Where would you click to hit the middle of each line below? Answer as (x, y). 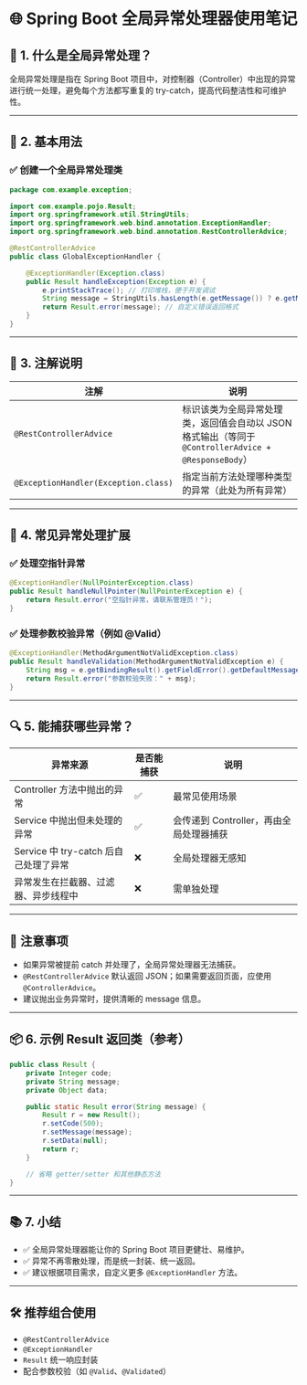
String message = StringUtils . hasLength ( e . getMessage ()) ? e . (163, 299)
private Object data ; (67, 1090)
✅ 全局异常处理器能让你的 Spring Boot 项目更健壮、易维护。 (136, 1250)
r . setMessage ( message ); (87, 1132)
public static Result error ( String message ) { (116, 1106)
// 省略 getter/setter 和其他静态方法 (94, 1174)
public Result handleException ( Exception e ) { (116, 281)
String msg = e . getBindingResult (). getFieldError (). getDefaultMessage (163, 670)
